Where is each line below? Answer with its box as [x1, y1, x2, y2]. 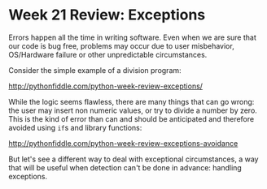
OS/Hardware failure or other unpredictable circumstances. [8, 49, 208, 59]
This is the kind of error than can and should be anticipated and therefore [8, 114, 255, 123]
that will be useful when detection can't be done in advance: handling [8, 162, 242, 172]
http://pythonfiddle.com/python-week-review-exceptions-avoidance [8, 138, 239, 148]
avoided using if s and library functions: [8, 122, 142, 132]
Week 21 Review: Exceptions [8, 6, 206, 24]
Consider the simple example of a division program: [8, 65, 182, 75]
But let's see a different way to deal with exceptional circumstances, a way [8, 154, 259, 164]
